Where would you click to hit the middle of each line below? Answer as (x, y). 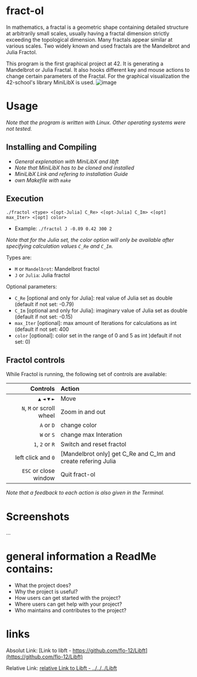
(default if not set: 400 (42, 329)
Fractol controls (36, 360)
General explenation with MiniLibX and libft (67, 161)
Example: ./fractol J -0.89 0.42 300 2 (63, 228)
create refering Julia (88, 462)
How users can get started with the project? (68, 598)
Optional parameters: (32, 286)
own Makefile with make (43, 180)
